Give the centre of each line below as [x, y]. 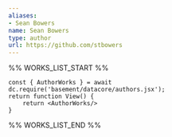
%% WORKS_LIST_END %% [55, 125]
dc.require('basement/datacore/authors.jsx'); [87, 90]
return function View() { [51, 96]
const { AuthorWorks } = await [60, 83]
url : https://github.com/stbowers [66, 45]
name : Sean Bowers [39, 30]
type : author [30, 38]
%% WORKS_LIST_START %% [59, 68]
